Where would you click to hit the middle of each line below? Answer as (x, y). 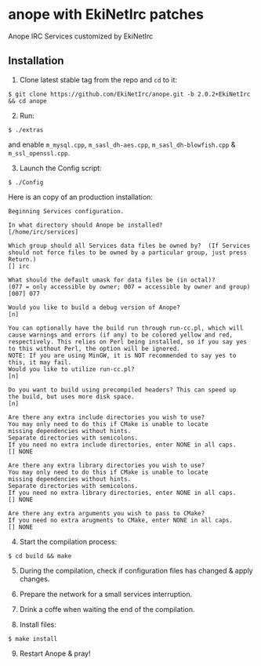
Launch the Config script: (60, 168)
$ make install (33, 639)
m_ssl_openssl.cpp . (39, 153)
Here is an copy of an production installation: (80, 197)
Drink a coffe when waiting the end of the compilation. (107, 609)
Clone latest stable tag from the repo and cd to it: (98, 79)
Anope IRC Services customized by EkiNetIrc (81, 36)
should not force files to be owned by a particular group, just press (127, 253)
